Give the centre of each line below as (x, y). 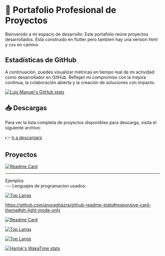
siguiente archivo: (23, 128)
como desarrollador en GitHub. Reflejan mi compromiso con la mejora (76, 77)
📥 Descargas (26, 108)
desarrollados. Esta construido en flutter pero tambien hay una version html (82, 39)
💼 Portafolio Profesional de (61, 10)
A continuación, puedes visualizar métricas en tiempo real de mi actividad (80, 72)
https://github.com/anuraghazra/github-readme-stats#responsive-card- (78, 205)
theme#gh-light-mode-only (33, 210)
